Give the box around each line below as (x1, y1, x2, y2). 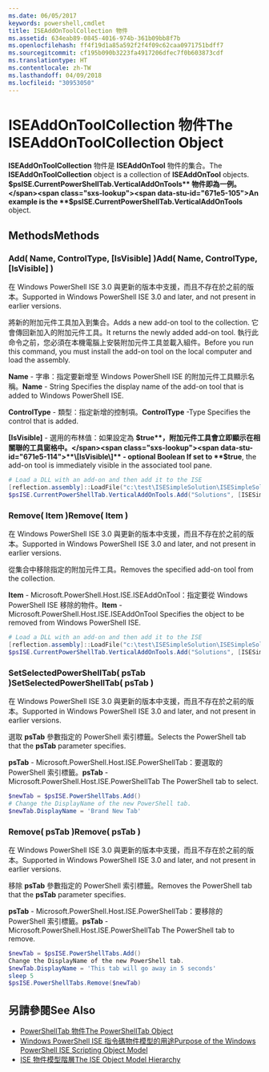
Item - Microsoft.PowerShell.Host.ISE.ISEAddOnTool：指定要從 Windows (8, 590, 248, 600)
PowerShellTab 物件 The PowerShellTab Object (19, 1026, 174, 1036)
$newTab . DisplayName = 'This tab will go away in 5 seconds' (8, 964, 217, 973)
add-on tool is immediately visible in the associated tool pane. (8, 460, 212, 470)
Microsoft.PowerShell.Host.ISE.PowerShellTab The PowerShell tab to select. (8, 776, 259, 786)
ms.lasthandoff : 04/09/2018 (8, 71, 102, 79)
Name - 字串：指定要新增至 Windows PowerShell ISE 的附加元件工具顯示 (8, 372, 248, 382)
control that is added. (8, 416, 78, 426)
